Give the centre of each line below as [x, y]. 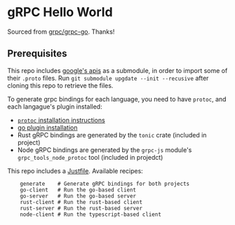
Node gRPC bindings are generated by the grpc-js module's [105, 150]
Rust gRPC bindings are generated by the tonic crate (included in [112, 135]
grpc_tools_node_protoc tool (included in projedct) [90, 157]
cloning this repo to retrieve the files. [60, 86]
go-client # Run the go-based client [78, 190]
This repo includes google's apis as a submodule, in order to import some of [117, 70]
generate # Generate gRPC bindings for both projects [105, 184]
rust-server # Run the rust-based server [81, 208]
